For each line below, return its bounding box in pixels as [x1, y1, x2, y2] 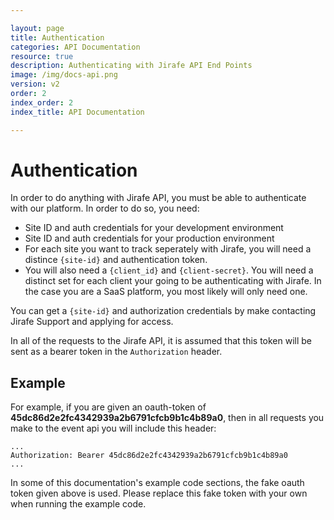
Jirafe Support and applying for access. [10, 316, 174, 328]
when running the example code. [10, 498, 147, 510]
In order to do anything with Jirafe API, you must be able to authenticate [10, 192, 307, 204]
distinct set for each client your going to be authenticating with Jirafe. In [24, 275, 322, 287]
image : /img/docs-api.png [10, 70, 118, 80]
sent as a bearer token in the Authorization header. [10, 346, 223, 358]
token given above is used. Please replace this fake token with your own [10, 487, 308, 500]
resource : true [10, 51, 74, 61]
